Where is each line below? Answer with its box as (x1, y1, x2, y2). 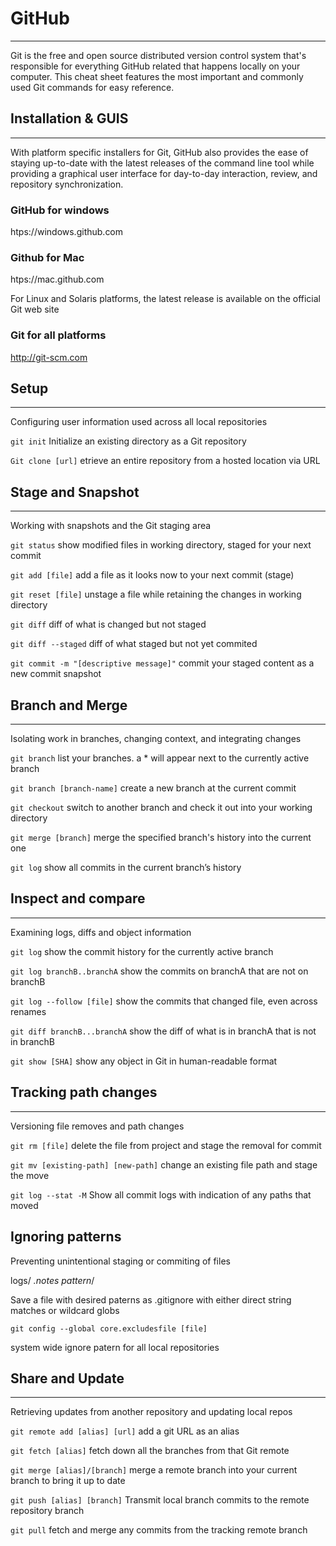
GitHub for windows (10, 203, 110, 217)
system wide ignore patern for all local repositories (10, 1341, 220, 1353)
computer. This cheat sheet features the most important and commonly (10, 70, 304, 82)
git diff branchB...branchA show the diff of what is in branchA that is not (10, 1025, 317, 1037)
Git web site (10, 303, 60, 316)
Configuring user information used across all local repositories (10, 416, 268, 428)
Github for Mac (10, 250, 85, 264)
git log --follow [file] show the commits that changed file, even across (10, 995, 318, 1007)
